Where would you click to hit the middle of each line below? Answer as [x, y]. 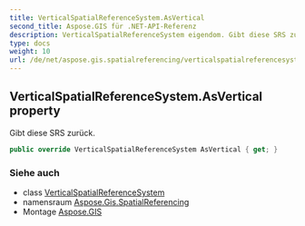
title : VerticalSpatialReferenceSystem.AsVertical [107, 18]
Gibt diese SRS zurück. [52, 133]
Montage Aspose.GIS [62, 211]
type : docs [30, 43]
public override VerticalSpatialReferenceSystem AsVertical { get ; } [144, 149]
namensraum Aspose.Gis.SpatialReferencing [106, 201]
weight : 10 [30, 52]
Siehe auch [35, 172]
